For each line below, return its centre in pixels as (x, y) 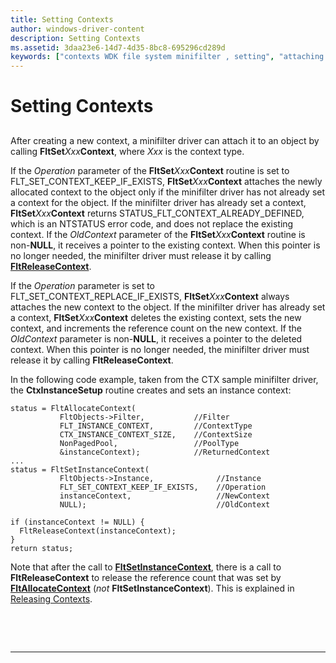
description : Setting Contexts (75, 38)
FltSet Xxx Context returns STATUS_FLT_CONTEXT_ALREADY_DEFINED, (157, 213)
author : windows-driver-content (77, 29)
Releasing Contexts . (51, 598)
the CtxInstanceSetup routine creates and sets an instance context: (151, 390)
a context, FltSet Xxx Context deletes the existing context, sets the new (156, 317)
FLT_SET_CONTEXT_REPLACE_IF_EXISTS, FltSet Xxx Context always (150, 296)
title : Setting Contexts (62, 19)
